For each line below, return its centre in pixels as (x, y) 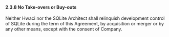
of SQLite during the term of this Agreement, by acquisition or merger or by (85, 24)
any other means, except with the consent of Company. (64, 29)
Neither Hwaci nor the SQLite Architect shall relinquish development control (85, 18)
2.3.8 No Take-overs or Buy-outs (41, 7)
